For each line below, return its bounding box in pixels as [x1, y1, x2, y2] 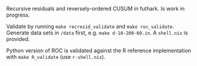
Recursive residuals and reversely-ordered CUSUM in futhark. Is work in [6, 5, 185, 12]
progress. [6, 11, 30, 18]
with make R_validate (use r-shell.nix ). [6, 54, 106, 60]
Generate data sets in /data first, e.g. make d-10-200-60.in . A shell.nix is [6, 29, 188, 36]
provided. [6, 36, 30, 42]
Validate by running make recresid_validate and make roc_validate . [6, 23, 174, 30]
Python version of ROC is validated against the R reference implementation [6, 47, 192, 54]
